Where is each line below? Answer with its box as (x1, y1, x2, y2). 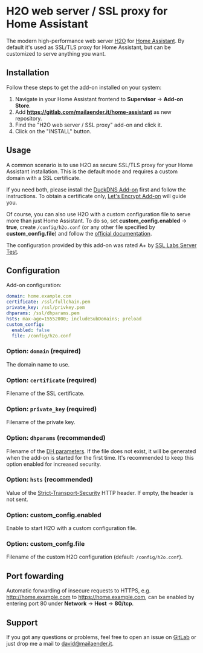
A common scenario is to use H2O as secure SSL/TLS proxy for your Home (6, 161, 193, 168)
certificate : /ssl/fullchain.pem (6, 299, 91, 305)
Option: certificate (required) (6, 376, 97, 384)
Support (6, 617, 38, 628)
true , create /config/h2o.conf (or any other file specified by (6, 223, 155, 231)
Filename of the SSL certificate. (6, 389, 85, 397)
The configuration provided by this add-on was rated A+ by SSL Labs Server (6, 241, 197, 249)
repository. (14, 114, 42, 122)
